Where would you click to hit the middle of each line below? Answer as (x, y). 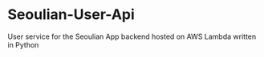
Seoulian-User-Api (71, 15)
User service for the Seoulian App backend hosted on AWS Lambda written (132, 36)
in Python (23, 44)
